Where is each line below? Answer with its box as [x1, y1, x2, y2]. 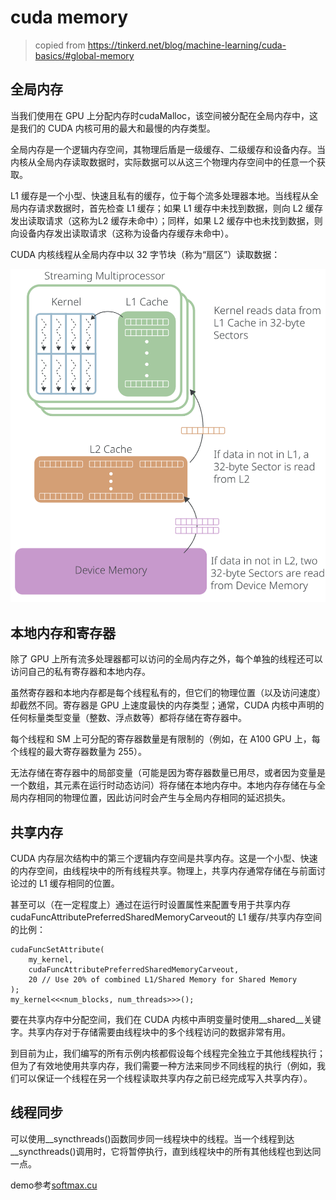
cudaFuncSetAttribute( [10, 945, 105, 955]
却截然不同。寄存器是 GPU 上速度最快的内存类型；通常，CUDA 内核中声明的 [10, 699, 325, 711]
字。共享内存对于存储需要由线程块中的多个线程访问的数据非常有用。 [10, 1026, 291, 1038]
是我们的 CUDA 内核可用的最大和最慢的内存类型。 [10, 122, 216, 134]
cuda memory [10, 6, 129, 29]
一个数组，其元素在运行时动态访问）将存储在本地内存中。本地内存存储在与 [10, 779, 317, 791]
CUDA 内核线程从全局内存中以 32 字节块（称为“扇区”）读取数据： [10, 248, 281, 260]
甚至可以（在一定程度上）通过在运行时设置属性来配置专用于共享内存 [10, 899, 291, 911]
